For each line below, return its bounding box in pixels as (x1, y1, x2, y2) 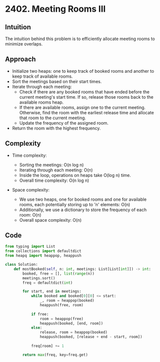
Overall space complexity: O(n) (19, 217, 82, 223)
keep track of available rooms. (12, 73, 73, 79)
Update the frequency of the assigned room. (19, 120, 108, 126)
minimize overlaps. (5, 41, 43, 47)
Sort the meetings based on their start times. (12, 78, 102, 84)
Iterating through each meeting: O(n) (19, 167, 93, 173)
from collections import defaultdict (5, 249, 82, 254)
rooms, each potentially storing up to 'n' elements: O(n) (19, 201, 130, 207)
